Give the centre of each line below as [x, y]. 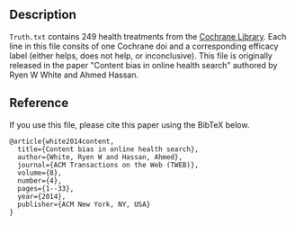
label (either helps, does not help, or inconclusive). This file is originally [141, 55]
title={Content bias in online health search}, [108, 149]
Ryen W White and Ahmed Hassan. [74, 75]
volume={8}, [40, 173]
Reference [39, 103]
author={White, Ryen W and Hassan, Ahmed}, [100, 157]
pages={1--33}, [46, 188]
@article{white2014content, [62, 141]
